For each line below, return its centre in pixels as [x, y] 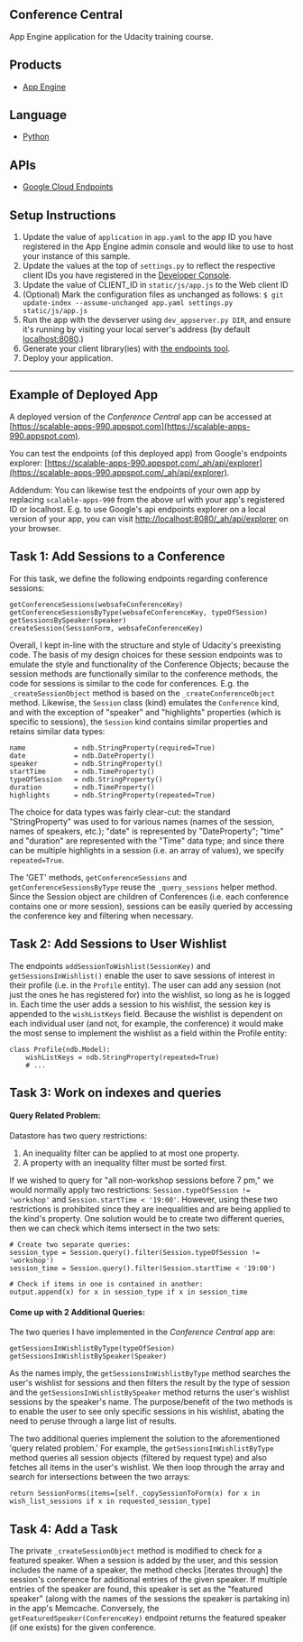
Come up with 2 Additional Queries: [78, 1312]
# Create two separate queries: [70, 1245]
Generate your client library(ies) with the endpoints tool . [126, 349]
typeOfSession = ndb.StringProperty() [87, 779]
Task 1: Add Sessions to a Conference [117, 557]
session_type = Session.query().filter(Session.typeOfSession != [134, 1253]
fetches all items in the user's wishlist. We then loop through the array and [147, 1467]
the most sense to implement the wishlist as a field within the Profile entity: [148, 1033]
